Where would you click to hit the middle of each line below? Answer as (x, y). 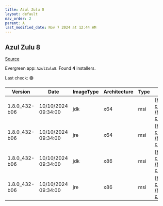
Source (12, 59)
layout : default (21, 14)
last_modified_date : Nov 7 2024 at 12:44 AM (51, 28)
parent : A (15, 23)
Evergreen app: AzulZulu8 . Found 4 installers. (50, 68)
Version (21, 92)
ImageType (86, 92)
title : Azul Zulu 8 (25, 9)
